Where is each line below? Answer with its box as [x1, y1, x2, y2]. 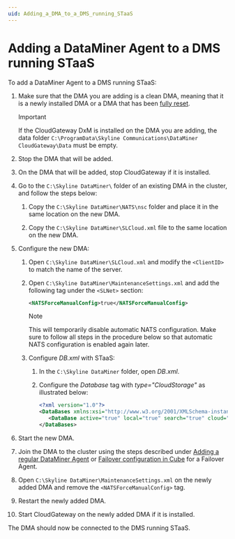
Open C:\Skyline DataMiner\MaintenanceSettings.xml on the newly [17, 476, 212, 484]
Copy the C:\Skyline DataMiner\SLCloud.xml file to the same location [28, 223, 227, 231]
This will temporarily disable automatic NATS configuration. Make [28, 326, 217, 334]
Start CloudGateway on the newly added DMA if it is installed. [17, 510, 195, 518]
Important [17, 112, 47, 121]
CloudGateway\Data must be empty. [17, 141, 118, 149]
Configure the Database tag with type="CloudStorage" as [38, 381, 206, 389]
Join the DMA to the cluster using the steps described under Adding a [17, 447, 219, 455]
